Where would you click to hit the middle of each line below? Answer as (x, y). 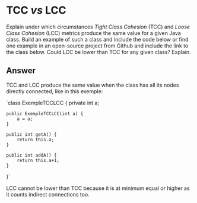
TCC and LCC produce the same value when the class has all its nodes (93, 85)
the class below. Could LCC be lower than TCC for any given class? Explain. (99, 52)
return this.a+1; (38, 160)
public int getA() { (32, 134)
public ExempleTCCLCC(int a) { (45, 113)
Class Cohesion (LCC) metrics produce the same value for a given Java (93, 33)
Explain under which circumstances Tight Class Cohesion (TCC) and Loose (98, 27)
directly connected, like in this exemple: (55, 91)
